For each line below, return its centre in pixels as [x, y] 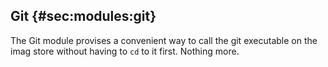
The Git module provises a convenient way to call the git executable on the [164, 40]
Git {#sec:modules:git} [83, 16]
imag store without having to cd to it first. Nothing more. [125, 51]
